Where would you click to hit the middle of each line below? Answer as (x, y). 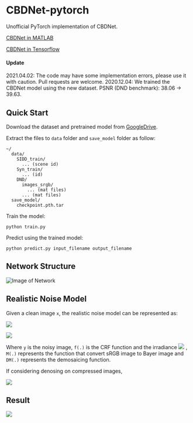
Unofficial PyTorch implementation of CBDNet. (62, 26)
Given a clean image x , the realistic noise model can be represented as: (92, 313)
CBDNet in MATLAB (30, 37)
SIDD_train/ (31, 159)
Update (15, 63)
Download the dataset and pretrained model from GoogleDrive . (82, 127)
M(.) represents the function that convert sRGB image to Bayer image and (95, 353)
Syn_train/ (30, 169)
